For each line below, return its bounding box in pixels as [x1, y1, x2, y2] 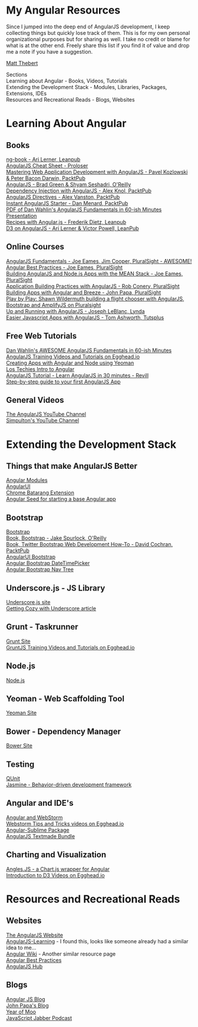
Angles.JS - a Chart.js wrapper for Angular [6, 865, 110, 872]
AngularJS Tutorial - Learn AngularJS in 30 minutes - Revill [6, 372, 149, 379]
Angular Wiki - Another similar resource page [6, 950, 116, 957]
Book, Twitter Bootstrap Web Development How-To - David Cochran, [6, 541, 173, 548]
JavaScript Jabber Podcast [6, 1014, 72, 1021]
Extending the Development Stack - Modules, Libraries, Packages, [6, 83, 167, 90]
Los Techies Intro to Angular [6, 365, 75, 372]
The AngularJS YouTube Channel [6, 411, 87, 418]
